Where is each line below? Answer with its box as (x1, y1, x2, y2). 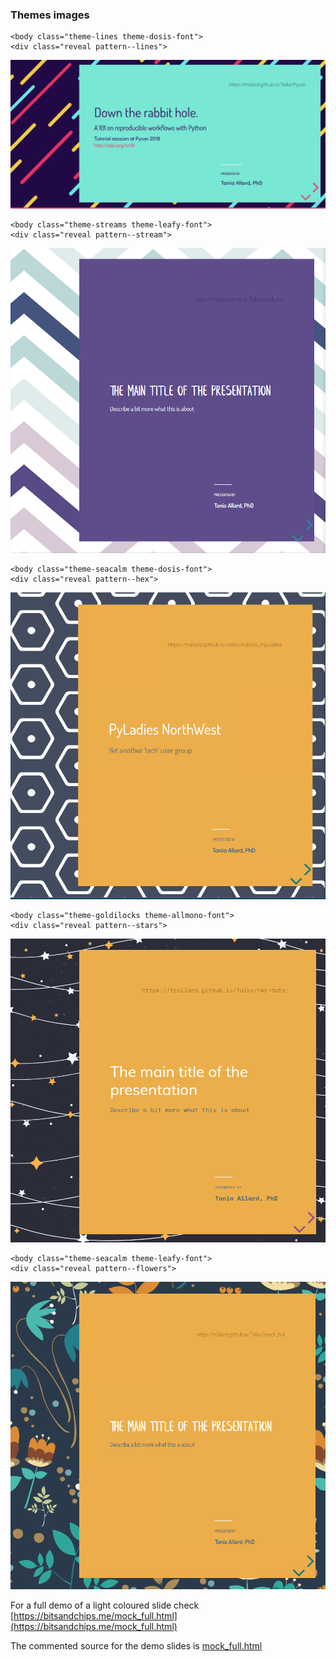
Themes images (10, 8, 90, 22)
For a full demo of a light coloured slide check (10, 1599, 200, 1612)
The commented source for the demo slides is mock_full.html (10, 1640, 263, 1652)
